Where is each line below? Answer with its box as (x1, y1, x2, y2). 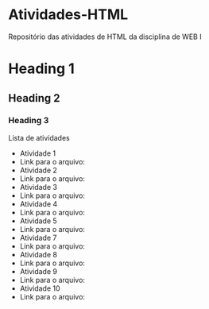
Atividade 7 (19, 233, 57, 242)
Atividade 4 (19, 199, 58, 208)
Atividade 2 (19, 165, 58, 175)
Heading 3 (8, 115, 49, 126)
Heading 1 (8, 60, 75, 78)
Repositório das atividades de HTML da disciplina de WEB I (8, 32, 202, 41)
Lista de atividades (8, 133, 70, 142)
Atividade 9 (19, 266, 58, 276)
